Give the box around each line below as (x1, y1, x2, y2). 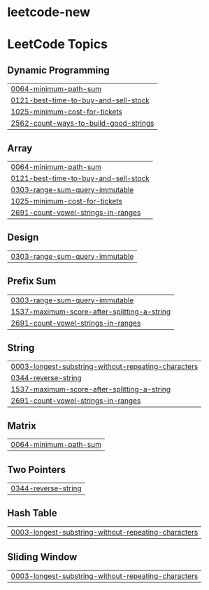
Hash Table (7, 507, 57, 519)
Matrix (7, 420, 36, 431)
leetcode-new (7, 4, 91, 20)
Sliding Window (7, 551, 78, 563)
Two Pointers (7, 464, 66, 476)
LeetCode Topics (7, 36, 108, 53)
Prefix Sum (7, 275, 57, 288)
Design (7, 232, 39, 243)
